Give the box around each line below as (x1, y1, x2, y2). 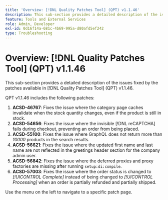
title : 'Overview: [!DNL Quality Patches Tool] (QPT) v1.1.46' (5, 7, 140, 13)
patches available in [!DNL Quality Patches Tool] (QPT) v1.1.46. (5, 85, 134, 91)
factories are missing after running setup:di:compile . (12, 163, 122, 169)
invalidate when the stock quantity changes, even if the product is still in (12, 110, 161, 116)
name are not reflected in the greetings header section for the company (12, 147, 160, 153)
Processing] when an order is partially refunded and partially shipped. (12, 179, 156, 185)
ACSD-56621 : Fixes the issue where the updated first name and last (12, 142, 153, 148)
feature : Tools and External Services (5, 17, 86, 22)
